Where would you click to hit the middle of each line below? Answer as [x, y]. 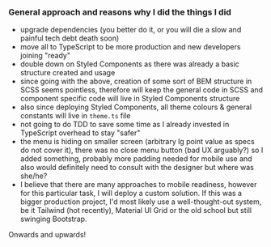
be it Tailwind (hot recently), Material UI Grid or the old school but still [136, 211]
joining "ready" [45, 56]
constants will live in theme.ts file [75, 116]
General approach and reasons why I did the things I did [120, 12]
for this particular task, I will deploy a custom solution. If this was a [131, 194]
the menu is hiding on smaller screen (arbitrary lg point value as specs [137, 142]
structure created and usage [68, 73]
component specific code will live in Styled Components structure [130, 99]
